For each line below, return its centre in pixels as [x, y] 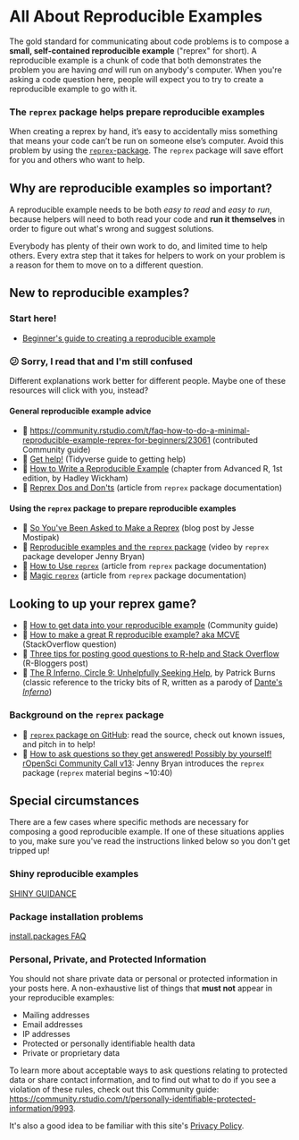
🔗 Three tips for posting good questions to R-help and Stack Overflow [150, 654]
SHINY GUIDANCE [43, 893]
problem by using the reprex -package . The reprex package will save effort [146, 150]
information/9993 [42, 1109]
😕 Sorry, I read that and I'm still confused [101, 362]
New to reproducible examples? [100, 293]
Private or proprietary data [71, 1053]
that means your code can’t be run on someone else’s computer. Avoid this [146, 141]
